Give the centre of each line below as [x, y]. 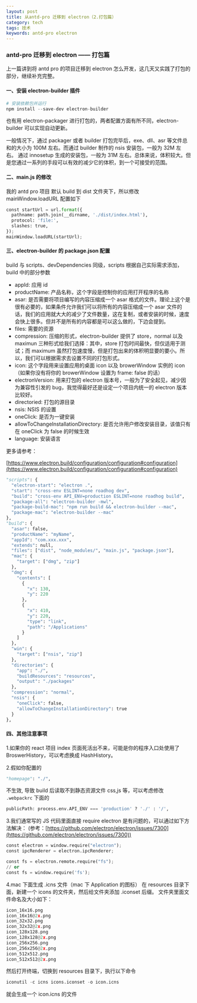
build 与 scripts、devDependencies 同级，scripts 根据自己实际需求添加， [94, 265]
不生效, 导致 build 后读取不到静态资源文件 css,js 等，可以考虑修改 [85, 790]
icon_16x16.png [25, 910]
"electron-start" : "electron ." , [52, 485]
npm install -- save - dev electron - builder [57, 109]
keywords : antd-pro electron [42, 33]
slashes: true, [30, 226]
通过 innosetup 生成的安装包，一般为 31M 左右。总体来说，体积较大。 [101, 155]
